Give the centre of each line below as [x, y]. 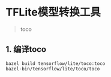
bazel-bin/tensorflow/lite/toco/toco [53, 69]
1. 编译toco [26, 49]
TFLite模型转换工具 [53, 12]
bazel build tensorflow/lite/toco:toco [55, 63]
